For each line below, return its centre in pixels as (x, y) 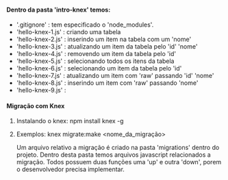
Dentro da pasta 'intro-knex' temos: (59, 10)
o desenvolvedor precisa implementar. (70, 169)
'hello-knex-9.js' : (41, 90)
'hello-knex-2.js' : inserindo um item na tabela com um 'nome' (104, 39)
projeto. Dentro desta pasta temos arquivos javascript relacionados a (114, 155)
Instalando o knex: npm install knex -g (70, 121)
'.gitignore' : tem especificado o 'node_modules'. (85, 25)
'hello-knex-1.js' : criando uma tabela (68, 32)
